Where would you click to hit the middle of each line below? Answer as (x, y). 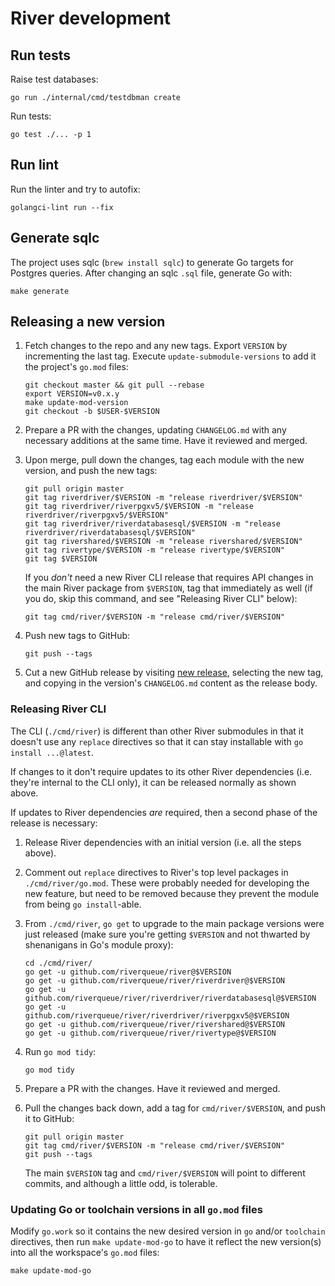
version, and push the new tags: (91, 471)
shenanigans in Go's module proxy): (99, 944)
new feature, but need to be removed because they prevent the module (172, 893)
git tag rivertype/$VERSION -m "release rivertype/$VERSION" (155, 550)
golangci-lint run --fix (62, 207)
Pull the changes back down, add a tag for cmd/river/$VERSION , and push (175, 1108)
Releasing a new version (88, 322)
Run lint (35, 165)
